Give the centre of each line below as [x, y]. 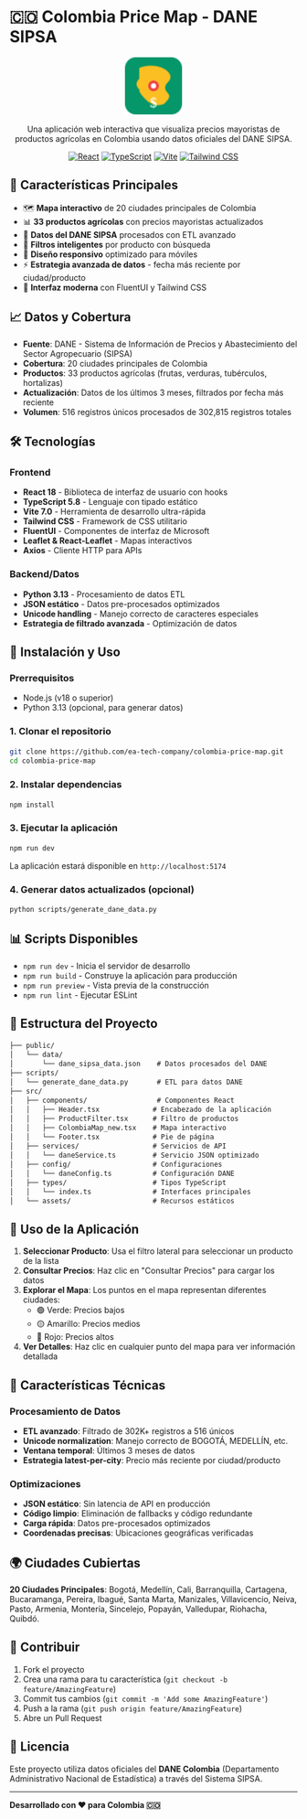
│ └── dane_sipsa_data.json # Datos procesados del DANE [138, 1064]
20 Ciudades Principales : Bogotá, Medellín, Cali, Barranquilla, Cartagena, [148, 1589]
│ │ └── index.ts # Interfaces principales [130, 1192]
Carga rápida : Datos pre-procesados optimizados [116, 1524]
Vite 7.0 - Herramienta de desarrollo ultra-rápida [114, 512]
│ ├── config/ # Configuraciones [116, 1165]
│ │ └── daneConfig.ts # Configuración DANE [122, 1174]
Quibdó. [24, 1619]
